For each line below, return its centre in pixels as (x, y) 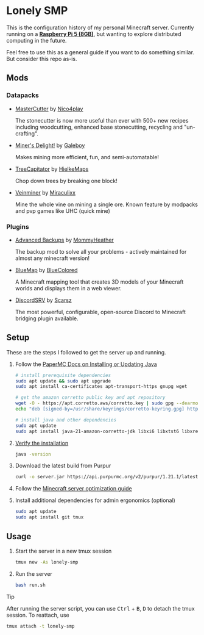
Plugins (18, 226)
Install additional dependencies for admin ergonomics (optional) (95, 500)
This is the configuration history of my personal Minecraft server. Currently (100, 27)
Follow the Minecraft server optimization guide (73, 489)
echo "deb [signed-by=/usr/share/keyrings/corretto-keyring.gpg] (100, 409)
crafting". (26, 133)
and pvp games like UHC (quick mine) (63, 210)
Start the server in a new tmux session (63, 551)
